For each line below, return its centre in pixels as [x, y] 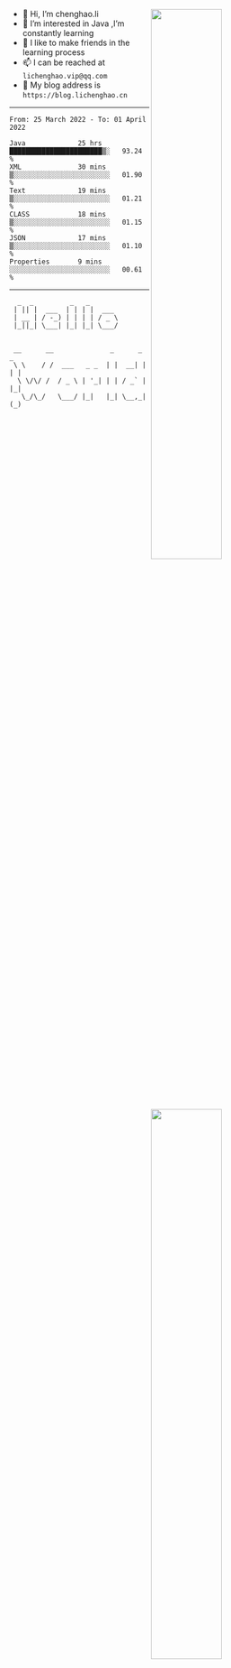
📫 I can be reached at [63, 62]
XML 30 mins [58, 167]
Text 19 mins [58, 190]
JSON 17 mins [58, 238]
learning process [53, 52]
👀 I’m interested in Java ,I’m [73, 23]
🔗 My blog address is [62, 85]
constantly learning [58, 33]
